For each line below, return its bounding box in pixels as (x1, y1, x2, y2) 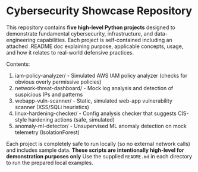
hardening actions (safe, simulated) (28, 116, 115, 123)
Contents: (6, 60, 30, 68)
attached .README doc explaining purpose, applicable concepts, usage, (6, 43, 184, 50)
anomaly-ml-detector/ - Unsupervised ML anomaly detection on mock (14, 122, 187, 129)
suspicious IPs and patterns (14, 91, 83, 98)
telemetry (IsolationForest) (14, 129, 80, 136)
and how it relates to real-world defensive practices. (6, 49, 134, 56)
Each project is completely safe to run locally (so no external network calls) (6, 140, 190, 147)
